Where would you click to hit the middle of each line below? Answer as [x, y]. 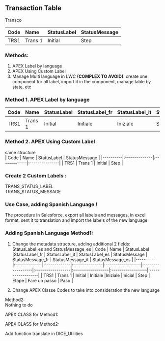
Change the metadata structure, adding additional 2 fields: [71, 244]
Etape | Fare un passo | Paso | [42, 280]
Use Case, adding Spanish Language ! [51, 204]
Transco [14, 20]
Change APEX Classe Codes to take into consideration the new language [86, 290]
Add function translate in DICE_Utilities [44, 333]
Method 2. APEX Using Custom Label [50, 141]
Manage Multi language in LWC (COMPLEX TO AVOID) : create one [80, 76]
